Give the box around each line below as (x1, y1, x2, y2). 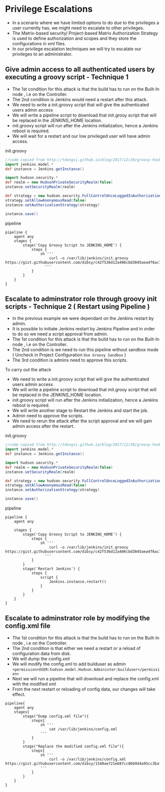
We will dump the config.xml (12, 655, 70, 662)
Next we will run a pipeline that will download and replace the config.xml (12, 675, 159, 681)
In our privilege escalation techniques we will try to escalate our (12, 46, 141, 52)
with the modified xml (12, 681, 56, 687)
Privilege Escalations (5, 3, 93, 15)
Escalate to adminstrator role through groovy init (5, 294, 157, 303)
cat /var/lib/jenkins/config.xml (49, 727, 118, 732)
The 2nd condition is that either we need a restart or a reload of (12, 645, 141, 651)
